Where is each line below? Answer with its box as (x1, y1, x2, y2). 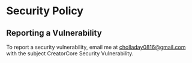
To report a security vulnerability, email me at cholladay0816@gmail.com (6, 43, 186, 51)
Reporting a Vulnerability (6, 28, 102, 38)
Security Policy (6, 4, 84, 18)
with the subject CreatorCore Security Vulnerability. (6, 50, 134, 57)
